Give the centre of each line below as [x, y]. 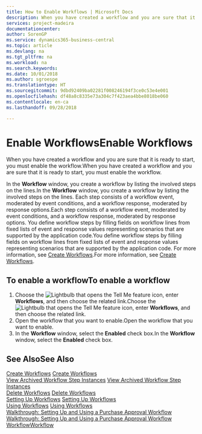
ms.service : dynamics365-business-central [60, 40]
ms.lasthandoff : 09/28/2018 [42, 107]
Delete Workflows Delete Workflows [51, 393]
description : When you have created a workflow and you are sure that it [101, 18]
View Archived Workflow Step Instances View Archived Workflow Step [94, 380]
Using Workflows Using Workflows [49, 406]
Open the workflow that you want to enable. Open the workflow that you [104, 321]
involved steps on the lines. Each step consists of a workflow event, [90, 197]
